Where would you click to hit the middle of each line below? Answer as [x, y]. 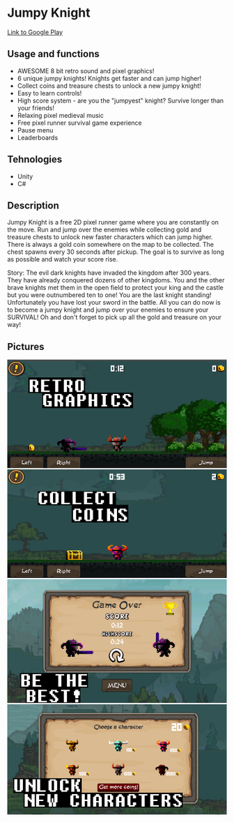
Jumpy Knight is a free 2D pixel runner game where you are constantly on [113, 222]
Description [33, 205]
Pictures [26, 347]
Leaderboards [38, 137]
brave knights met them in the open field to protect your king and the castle [116, 288]
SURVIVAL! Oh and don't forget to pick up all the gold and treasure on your [114, 317]
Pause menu [35, 130]
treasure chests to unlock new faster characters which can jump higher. [110, 237]
